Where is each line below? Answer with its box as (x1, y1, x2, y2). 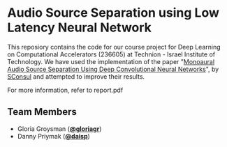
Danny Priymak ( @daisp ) (17, 132, 91, 140)
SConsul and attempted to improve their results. (7, 72, 145, 81)
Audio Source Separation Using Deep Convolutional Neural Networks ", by (7, 65, 219, 73)
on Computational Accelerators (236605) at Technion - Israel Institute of (7, 50, 215, 59)
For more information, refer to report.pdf (7, 86, 124, 94)
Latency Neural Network (7, 20, 152, 36)
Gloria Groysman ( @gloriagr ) (17, 124, 102, 133)
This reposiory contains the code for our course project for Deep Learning (7, 42, 221, 51)
